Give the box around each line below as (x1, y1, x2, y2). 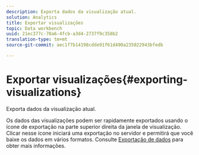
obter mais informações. (6, 142, 67, 149)
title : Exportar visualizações (6, 20, 84, 26)
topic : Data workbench (6, 25, 62, 32)
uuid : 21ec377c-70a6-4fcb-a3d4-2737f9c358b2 (6, 31, 118, 37)
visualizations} (6, 86, 82, 99)
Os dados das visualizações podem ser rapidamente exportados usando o (6, 117, 188, 124)
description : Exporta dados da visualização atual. (6, 8, 137, 15)
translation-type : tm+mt (6, 36, 68, 42)
